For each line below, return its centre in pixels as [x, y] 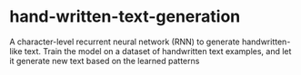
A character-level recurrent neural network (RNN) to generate [125, 42]
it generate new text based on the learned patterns [105, 61]
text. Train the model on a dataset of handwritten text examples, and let [158, 51]
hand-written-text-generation [125, 17]
